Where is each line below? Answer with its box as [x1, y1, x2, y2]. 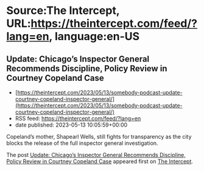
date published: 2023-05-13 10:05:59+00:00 [15, 121, 128, 128]
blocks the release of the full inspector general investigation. [6, 139, 158, 147]
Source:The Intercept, [6, 4, 120, 18]
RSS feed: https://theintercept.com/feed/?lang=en [15, 115, 141, 122]
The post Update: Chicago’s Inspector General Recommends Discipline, [6, 152, 186, 158]
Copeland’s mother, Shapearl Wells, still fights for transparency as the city [6, 133, 192, 140]
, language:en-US [49, 30, 140, 43]
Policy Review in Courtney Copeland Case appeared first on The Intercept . [6, 158, 194, 165]
